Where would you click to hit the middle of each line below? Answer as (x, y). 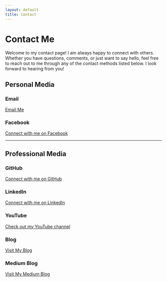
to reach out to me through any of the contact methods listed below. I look (81, 63)
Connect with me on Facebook (37, 133)
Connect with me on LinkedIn (35, 203)
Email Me (15, 110)
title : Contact (21, 14)
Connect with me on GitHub (34, 179)
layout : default (22, 10)
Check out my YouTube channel (38, 226)
